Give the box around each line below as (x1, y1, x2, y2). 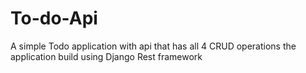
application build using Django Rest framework (10, 50, 203, 62)
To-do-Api (10, 7, 98, 30)
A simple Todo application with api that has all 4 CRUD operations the (10, 40, 297, 52)
